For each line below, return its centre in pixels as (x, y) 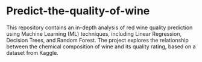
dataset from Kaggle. (32, 52)
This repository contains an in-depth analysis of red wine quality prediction (99, 27)
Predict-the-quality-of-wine (78, 11)
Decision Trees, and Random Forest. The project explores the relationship (97, 40)
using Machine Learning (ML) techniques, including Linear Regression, (94, 33)
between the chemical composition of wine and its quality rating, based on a (101, 46)
